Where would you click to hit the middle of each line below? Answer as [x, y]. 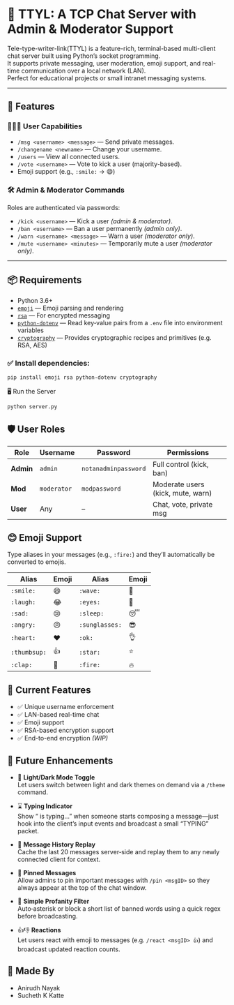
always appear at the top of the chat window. [82, 888]
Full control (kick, [181, 464]
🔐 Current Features [49, 690]
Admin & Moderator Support [91, 29]
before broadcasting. [47, 916]
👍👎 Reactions [39, 930]
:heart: [23, 638]
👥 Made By [31, 971]
